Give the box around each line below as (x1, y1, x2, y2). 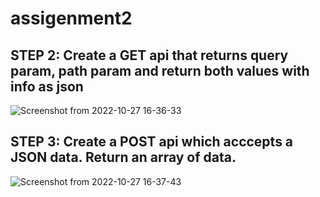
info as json (10, 78, 84, 95)
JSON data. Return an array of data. (10, 149, 237, 166)
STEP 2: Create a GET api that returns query (10, 47, 289, 64)
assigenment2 (10, 7, 133, 30)
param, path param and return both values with (10, 62, 310, 79)
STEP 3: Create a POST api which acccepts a (10, 133, 294, 151)
